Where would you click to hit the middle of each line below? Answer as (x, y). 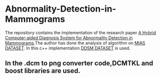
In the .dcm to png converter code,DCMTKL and (79, 63)
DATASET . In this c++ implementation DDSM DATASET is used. (68, 48)
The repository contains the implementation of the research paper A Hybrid (81, 32)
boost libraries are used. (43, 71)
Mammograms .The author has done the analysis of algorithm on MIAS (75, 43)
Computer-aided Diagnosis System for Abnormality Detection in (69, 38)
